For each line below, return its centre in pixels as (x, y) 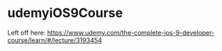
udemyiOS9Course (65, 13)
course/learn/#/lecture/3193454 (55, 40)
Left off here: (27, 33)
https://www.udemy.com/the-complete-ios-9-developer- (131, 33)
